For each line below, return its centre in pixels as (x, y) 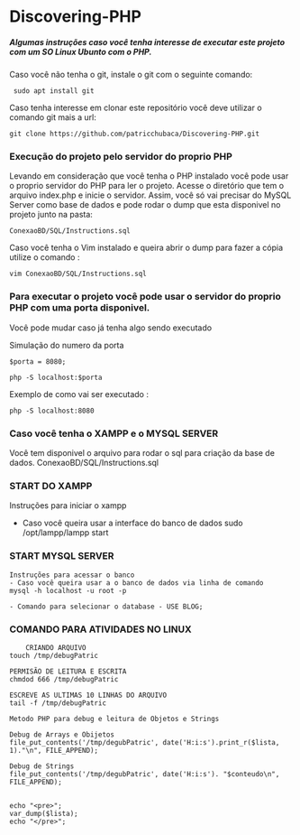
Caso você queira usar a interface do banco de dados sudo (132, 523)
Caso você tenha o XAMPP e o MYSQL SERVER (114, 433)
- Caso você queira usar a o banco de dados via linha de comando (136, 583)
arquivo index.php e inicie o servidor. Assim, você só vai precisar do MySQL (150, 195)
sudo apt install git (54, 91)
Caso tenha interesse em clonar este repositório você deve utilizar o (136, 108)
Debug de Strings (42, 766)
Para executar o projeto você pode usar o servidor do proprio (145, 297)
